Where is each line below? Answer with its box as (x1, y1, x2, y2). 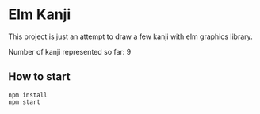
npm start (8, 97, 41, 106)
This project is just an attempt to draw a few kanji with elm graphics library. (8, 32, 254, 41)
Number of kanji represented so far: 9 (8, 47, 132, 56)
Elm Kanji (8, 6, 71, 24)
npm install (8, 91, 48, 99)
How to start (8, 70, 71, 84)
